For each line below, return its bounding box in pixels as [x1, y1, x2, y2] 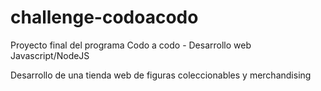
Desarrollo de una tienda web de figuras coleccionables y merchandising [10, 69, 312, 81]
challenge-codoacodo [10, 6, 199, 29]
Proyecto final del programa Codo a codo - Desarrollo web [10, 39, 252, 51]
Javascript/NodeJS [10, 49, 90, 61]
